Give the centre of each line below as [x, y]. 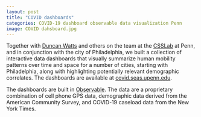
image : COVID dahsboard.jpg [42, 29]
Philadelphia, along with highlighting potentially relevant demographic [93, 71]
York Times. [21, 109]
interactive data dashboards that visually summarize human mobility [91, 58]
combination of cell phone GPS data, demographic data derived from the [97, 96]
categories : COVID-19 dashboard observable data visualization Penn [94, 23]
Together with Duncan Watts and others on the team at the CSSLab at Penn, [101, 46]
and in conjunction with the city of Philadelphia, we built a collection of [94, 52]
